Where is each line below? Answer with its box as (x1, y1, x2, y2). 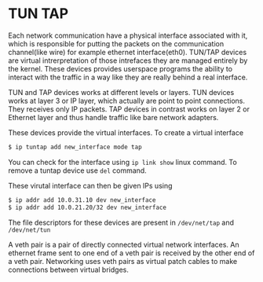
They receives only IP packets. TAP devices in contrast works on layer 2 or (8, 104, 250, 114)
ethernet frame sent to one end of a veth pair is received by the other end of (8, 248, 255, 258)
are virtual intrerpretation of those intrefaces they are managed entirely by (8, 56, 248, 65)
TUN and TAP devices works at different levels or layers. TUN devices (8, 87, 235, 97)
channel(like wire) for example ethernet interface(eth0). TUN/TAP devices (8, 47, 247, 57)
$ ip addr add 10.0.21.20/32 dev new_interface (8, 203, 167, 211)
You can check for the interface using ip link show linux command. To (8, 157, 237, 167)
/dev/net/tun (8, 225, 51, 234)
